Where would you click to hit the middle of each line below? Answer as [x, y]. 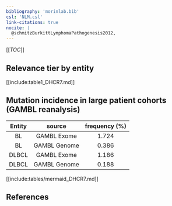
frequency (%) [106, 126]
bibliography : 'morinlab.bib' [43, 11]
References [27, 197]
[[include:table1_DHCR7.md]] [41, 82]
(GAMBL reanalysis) [43, 109]
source [56, 126]
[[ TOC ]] [15, 50]
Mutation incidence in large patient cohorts [86, 101]
